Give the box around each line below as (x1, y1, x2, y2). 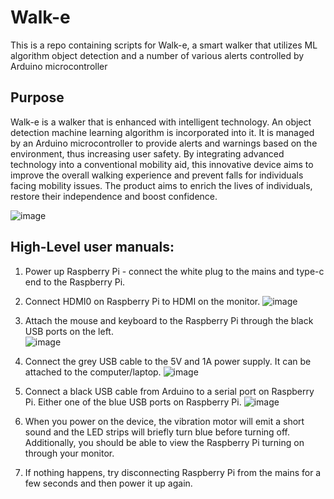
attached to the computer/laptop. (24, 366, 162, 378)
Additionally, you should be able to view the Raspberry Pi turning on (24, 436, 305, 448)
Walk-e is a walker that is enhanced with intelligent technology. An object (10, 116, 312, 128)
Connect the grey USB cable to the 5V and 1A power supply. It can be (24, 355, 312, 367)
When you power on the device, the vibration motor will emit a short (24, 415, 305, 427)
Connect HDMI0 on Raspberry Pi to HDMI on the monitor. (24, 295, 261, 307)
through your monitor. (24, 447, 115, 459)
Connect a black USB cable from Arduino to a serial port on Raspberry (24, 385, 315, 397)
